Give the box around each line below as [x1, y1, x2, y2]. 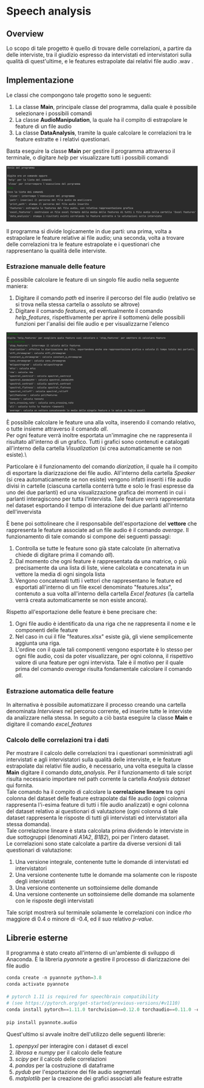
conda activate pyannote [6, 981, 69, 987]
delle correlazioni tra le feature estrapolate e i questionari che [6, 240, 160, 248]
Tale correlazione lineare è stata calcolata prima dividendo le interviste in [6, 827, 189, 835]
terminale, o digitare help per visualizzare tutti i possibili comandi [6, 153, 169, 161]
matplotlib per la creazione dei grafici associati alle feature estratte [15, 1075, 183, 1082]
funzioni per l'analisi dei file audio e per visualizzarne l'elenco [15, 320, 169, 328]
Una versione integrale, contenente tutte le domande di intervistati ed [15, 858, 189, 866]
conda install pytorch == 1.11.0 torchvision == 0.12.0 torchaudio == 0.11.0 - [6, 1006, 197, 1013]
